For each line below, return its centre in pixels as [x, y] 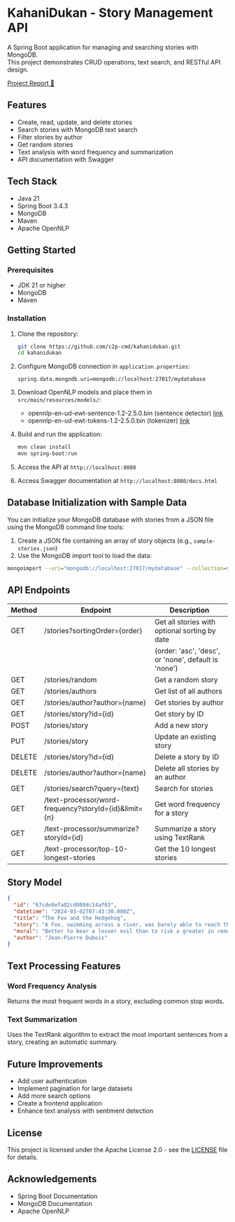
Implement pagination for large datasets [75, 1089]
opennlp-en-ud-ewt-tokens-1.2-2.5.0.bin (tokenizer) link [109, 421]
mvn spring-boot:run [47, 454]
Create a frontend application [60, 1104]
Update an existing [185, 736]
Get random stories [45, 144]
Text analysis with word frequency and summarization [95, 151]
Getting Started [42, 250]
